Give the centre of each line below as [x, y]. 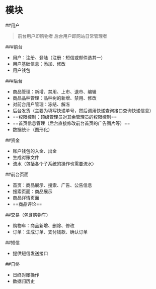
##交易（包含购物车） [28, 215]
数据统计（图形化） [32, 129]
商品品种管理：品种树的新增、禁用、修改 [54, 98]
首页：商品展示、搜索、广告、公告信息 [52, 185]
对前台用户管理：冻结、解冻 [41, 104]
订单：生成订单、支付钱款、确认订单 [50, 232]
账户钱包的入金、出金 [34, 151]
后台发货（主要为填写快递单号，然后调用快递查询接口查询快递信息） [83, 110]
